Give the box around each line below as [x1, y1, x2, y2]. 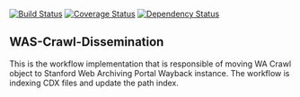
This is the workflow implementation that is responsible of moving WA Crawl [9, 58, 292, 69]
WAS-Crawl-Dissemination [9, 34, 164, 49]
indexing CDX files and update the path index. [9, 77, 180, 88]
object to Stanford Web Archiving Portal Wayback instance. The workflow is [9, 67, 290, 78]
